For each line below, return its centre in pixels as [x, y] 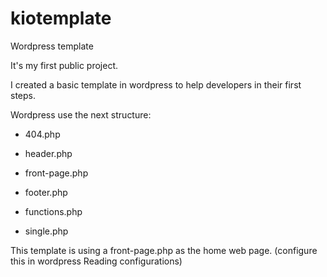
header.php [48, 153]
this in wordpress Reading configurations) [96, 261]
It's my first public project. [64, 65]
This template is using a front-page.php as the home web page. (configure [164, 250]
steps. [23, 95]
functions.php [53, 211]
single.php [46, 231]
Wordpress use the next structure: [81, 114]
